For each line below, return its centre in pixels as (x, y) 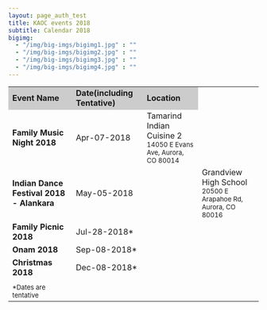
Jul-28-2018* (104, 232)
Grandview (222, 172)
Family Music (38, 132)
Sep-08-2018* (106, 249)
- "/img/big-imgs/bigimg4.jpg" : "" (76, 67)
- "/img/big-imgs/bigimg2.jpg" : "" (76, 52)
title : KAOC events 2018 (49, 23)
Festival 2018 (39, 193)
